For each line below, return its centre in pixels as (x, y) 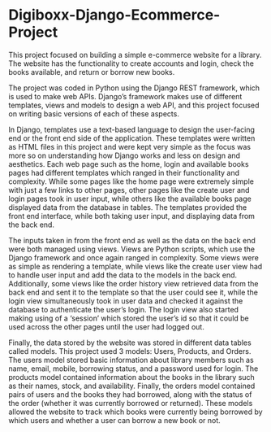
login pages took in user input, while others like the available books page (130, 199)
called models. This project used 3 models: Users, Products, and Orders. (130, 351)
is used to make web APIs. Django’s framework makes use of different (125, 96)
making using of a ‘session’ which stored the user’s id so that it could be (129, 318)
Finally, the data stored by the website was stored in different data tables (130, 343)
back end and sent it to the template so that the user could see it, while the (133, 292)
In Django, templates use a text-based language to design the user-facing (132, 129)
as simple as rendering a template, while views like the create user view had (135, 266)
